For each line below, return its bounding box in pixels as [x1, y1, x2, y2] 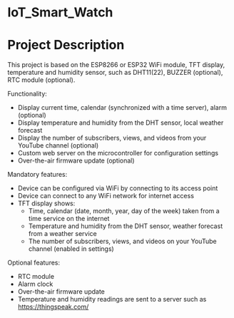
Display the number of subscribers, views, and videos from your [17, 133, 207, 143]
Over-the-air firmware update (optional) [17, 156, 135, 165]
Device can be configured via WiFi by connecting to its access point [17, 184, 218, 193]
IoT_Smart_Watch [7, 4, 113, 21]
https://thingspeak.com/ [17, 302, 89, 311]
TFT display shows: [17, 199, 76, 207]
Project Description [7, 37, 125, 53]
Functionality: [7, 90, 48, 98]
